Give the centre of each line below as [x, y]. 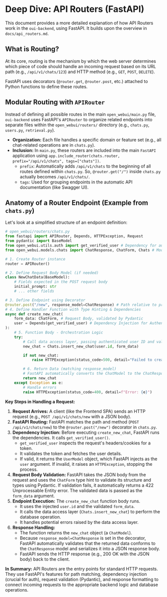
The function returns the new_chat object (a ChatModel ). [76, 532]
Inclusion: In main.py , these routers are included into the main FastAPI [84, 150]
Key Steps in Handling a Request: [40, 402]
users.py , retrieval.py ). [30, 130]
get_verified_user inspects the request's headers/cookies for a [85, 443]
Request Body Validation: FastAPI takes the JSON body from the [79, 474]
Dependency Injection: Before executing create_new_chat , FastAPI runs [86, 432]
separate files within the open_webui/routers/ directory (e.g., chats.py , [77, 125]
